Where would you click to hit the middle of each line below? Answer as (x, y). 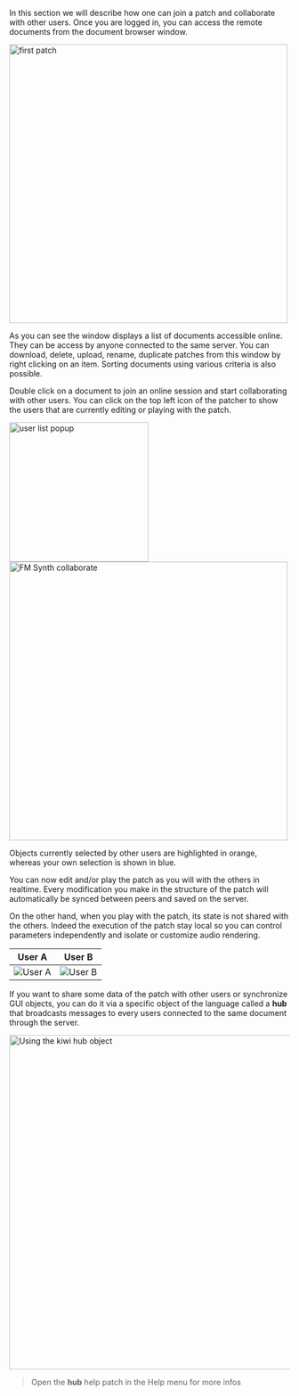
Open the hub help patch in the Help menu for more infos (136, 1382)
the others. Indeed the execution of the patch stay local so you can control (146, 925)
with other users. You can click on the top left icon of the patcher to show (144, 400)
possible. (26, 373)
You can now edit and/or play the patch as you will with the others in (134, 880)
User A (32, 957)
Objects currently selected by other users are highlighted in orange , (133, 853)
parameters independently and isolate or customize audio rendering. (135, 935)
